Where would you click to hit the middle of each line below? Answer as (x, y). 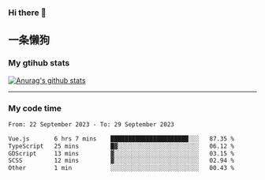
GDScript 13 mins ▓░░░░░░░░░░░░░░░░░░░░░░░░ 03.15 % (121, 153)
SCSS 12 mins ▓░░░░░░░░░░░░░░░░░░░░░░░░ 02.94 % (121, 161)
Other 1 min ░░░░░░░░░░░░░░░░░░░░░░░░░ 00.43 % (121, 168)
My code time (35, 108)
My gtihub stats (39, 63)
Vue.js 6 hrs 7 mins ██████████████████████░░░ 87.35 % (121, 139)
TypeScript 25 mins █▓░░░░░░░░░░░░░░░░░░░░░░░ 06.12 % (121, 146)
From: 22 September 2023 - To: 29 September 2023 (91, 124)
